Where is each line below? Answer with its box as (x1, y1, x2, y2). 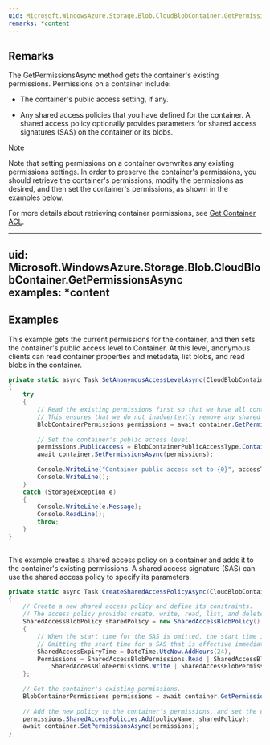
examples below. (8, 192, 64, 202)
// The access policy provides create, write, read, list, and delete (22, 610, 264, 619)
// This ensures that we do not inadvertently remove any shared (37, 412, 261, 421)
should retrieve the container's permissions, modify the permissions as (8, 176, 243, 185)
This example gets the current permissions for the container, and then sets (8, 334, 256, 344)
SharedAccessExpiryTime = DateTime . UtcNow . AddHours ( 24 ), (37, 648, 231, 656)
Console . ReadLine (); (37, 511, 106, 519)
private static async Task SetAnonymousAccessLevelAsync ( (8, 375, 207, 383)
